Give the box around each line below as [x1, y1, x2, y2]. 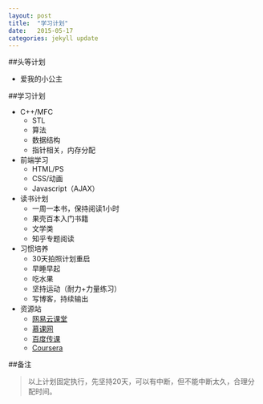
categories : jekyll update [8, 34, 99, 42]
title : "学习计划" [8, 19, 69, 27]
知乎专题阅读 [31, 234, 75, 244]
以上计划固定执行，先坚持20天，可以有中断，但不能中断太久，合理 [27, 377, 249, 386]
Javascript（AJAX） [31, 184, 99, 193]
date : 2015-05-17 [8, 26, 74, 34]
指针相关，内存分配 [31, 145, 96, 155]
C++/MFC [19, 107, 54, 117]
